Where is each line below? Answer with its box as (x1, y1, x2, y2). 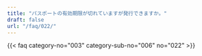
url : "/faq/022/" (7, 23, 57, 29)
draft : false (7, 16, 45, 23)
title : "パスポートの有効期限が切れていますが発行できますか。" (7, 10, 168, 17)
